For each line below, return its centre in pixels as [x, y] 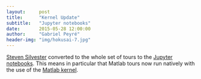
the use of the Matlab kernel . [42, 70]
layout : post [28, 12]
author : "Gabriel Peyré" [43, 34]
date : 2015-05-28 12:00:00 [49, 29]
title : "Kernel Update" [43, 17]
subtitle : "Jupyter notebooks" [49, 23]
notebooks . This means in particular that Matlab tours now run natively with [101, 63]
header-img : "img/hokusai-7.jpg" [49, 40]
